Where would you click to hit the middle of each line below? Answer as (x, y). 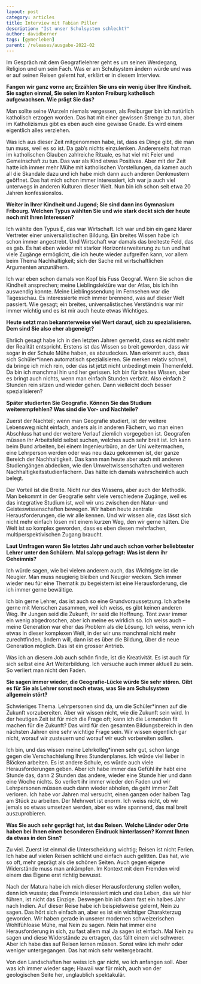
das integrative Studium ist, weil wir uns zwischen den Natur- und (87, 502)
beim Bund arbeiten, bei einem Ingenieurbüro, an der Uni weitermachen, (95, 446)
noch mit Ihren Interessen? (40, 217)
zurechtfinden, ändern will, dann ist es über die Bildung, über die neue (93, 639)
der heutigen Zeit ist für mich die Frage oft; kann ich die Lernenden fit (92, 719)
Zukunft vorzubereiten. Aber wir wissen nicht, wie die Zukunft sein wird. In (98, 712)
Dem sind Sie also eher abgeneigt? (50, 328)
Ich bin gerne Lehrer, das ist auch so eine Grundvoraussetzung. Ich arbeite (98, 601)
